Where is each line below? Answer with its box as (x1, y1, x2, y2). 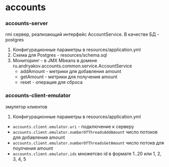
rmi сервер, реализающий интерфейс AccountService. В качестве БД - (5, 31, 159, 37)
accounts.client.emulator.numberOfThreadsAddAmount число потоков (12, 129, 158, 135)
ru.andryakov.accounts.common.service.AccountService (12, 63, 132, 69)
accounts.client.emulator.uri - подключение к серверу (12, 123, 134, 129)
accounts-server (5, 20, 48, 27)
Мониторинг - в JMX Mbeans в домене (12, 58, 98, 64)
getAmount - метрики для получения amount (20, 74, 118, 80)
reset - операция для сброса (20, 79, 83, 85)
